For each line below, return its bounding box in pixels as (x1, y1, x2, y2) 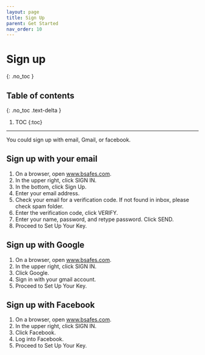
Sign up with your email (6, 154, 98, 164)
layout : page (6, 9, 40, 15)
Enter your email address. (15, 189, 80, 196)
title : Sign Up (6, 15, 45, 21)
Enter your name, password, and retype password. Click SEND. (15, 215, 174, 223)
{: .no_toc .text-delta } (6, 106, 62, 114)
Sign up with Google (6, 240, 85, 250)
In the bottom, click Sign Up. (15, 183, 87, 190)
